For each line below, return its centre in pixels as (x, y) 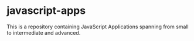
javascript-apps (46, 11)
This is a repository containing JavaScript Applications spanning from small (98, 27)
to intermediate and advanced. (44, 32)
